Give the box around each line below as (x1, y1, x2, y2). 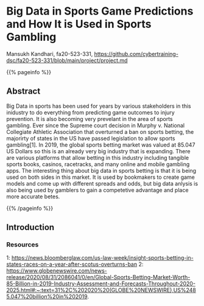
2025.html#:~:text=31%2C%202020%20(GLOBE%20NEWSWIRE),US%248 (6, 287, 196, 294)
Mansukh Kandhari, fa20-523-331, (6, 50, 93, 57)
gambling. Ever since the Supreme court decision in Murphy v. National (6, 122, 185, 129)
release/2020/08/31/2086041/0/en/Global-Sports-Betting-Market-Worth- (6, 274, 191, 281)
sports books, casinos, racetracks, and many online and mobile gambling (6, 160, 190, 168)
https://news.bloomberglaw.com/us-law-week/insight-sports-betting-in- (11, 254, 194, 262)
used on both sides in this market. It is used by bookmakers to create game (6, 173, 195, 181)
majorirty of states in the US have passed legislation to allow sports (6, 134, 175, 142)
